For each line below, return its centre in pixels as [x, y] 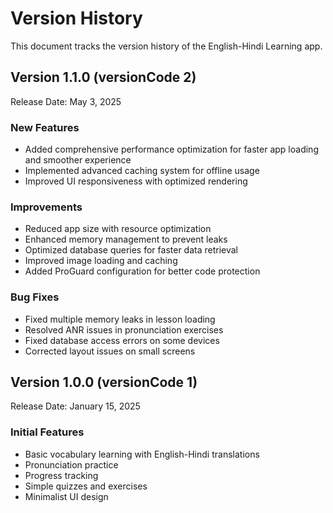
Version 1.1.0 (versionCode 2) [103, 77]
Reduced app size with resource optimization [118, 229]
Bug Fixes [35, 297]
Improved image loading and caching [101, 261]
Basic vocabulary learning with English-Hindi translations [142, 454]
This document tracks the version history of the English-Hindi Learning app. [166, 46]
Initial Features [47, 432]
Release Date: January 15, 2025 [75, 406]
